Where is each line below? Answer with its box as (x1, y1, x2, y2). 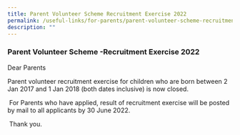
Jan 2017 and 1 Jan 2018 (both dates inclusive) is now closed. (7, 85, 189, 93)
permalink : (7, 17, 40, 24)
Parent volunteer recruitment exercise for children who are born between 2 (7, 77, 228, 85)
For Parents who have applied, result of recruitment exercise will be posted (9, 98, 230, 107)
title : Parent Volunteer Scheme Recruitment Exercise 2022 (7, 10, 187, 18)
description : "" (7, 23, 56, 31)
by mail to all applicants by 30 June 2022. (7, 106, 131, 114)
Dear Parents (7, 63, 46, 72)
